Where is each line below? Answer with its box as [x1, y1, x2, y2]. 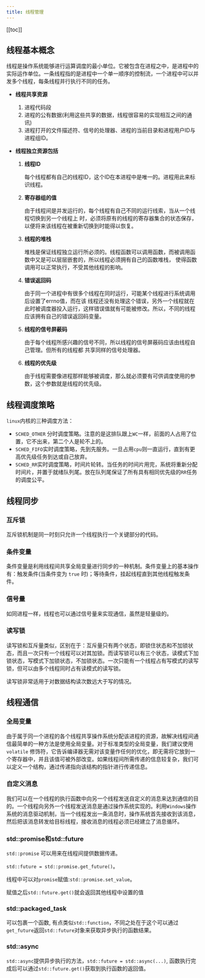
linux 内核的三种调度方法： [6, 417, 74, 424]
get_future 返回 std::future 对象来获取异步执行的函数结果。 [6, 927, 155, 934]
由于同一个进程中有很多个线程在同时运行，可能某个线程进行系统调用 [24, 290, 196, 297]
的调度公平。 [15, 476, 48, 484]
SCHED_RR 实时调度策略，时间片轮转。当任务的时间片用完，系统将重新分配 [15, 461, 198, 468]
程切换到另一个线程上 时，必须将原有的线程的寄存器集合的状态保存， [24, 215, 197, 222]
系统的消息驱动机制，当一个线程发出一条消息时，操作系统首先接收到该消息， [6, 810, 199, 818]
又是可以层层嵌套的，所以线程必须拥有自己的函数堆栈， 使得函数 [35, 256, 197, 263]
